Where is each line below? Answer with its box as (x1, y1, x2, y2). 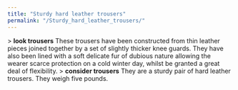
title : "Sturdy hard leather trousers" (7, 10, 127, 18)
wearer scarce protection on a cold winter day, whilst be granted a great (7, 59, 220, 67)
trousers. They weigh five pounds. (7, 74, 109, 82)
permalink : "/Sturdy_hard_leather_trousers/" (7, 17, 145, 24)
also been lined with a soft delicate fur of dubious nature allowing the (7, 51, 211, 60)
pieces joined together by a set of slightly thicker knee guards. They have (7, 44, 224, 52)
